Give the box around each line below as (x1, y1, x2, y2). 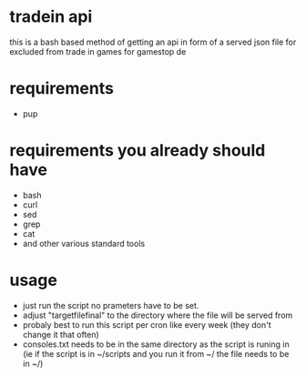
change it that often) (22, 329, 100, 340)
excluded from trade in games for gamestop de (9, 46, 187, 56)
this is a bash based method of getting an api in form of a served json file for (9, 36, 297, 47)
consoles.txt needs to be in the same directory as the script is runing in (22, 339, 290, 350)
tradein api (9, 6, 93, 27)
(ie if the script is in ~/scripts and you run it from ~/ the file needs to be (22, 348, 290, 359)
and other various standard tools (22, 238, 146, 249)
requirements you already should (9, 140, 266, 161)
